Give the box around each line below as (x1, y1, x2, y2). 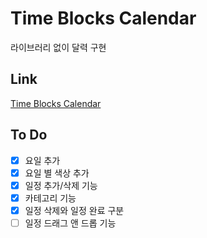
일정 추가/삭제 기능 (24, 179, 98, 191)
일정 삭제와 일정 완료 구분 (24, 204, 125, 216)
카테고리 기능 (24, 192, 77, 204)
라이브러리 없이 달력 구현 (10, 41, 107, 53)
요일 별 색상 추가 (24, 167, 90, 179)
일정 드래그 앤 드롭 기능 (24, 217, 117, 229)
